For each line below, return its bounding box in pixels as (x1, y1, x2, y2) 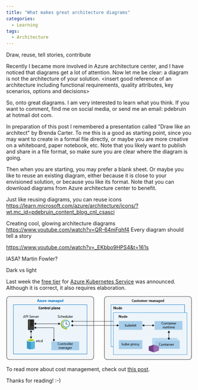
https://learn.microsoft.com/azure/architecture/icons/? (6, 202, 138, 209)
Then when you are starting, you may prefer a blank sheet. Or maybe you (6, 166, 184, 173)
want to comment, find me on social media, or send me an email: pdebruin (6, 105, 187, 113)
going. (6, 154, 22, 161)
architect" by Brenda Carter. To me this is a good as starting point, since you (6, 130, 192, 137)
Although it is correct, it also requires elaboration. (6, 285, 126, 292)
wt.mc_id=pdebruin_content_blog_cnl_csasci (6, 209, 115, 216)
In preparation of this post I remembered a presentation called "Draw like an (6, 123, 190, 130)
